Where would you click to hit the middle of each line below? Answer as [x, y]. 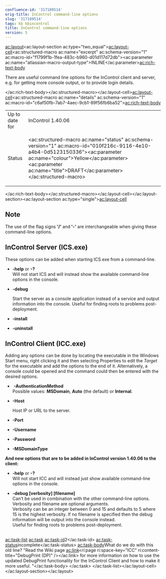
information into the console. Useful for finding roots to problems [78, 304]
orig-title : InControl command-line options [52, 14]
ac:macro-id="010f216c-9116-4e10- [104, 146]
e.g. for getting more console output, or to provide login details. [70, 83]
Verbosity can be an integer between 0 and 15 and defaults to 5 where [84, 509]
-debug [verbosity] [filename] [44, 493]
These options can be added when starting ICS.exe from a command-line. [80, 259]
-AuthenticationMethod [39, 386]
